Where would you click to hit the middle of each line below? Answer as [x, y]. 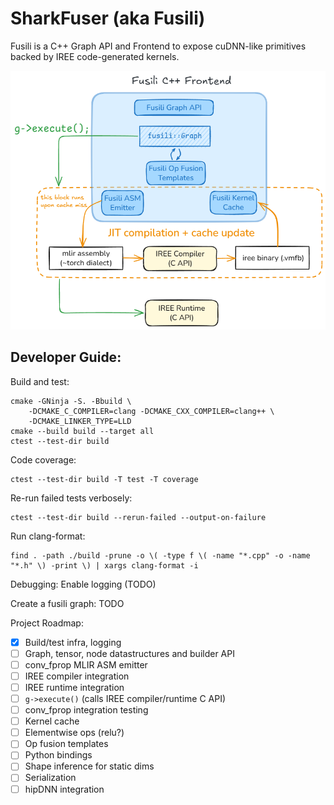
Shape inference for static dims [89, 766]
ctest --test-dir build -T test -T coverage [104, 479]
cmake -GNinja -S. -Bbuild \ [71, 401]
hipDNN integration [64, 789]
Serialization [50, 778]
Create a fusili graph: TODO [67, 603]
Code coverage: [43, 459]
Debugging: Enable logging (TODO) [83, 584]
